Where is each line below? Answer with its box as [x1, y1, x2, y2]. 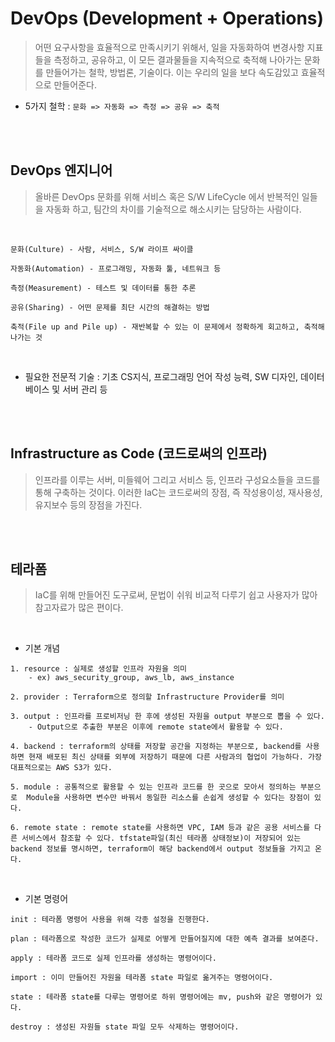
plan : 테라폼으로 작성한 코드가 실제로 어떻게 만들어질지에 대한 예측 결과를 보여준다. [10, 934, 320, 944]
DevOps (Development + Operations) [10, 7, 325, 30]
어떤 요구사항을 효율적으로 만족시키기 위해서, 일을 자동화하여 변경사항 [34, 41, 305, 53]
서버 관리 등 [62, 383, 108, 395]
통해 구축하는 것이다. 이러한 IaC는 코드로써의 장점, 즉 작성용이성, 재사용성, [34, 486, 323, 498]
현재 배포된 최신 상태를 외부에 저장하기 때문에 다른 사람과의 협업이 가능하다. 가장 [28, 752, 322, 762]
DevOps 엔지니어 [10, 162, 113, 179]
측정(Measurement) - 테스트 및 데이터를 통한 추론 [10, 283, 197, 293]
